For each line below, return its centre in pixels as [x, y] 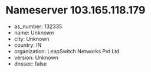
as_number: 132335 [38, 26]
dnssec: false [30, 64]
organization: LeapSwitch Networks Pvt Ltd [67, 51]
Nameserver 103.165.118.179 [75, 10]
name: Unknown [34, 32]
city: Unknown [32, 39]
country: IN [28, 45]
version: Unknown [36, 57]
